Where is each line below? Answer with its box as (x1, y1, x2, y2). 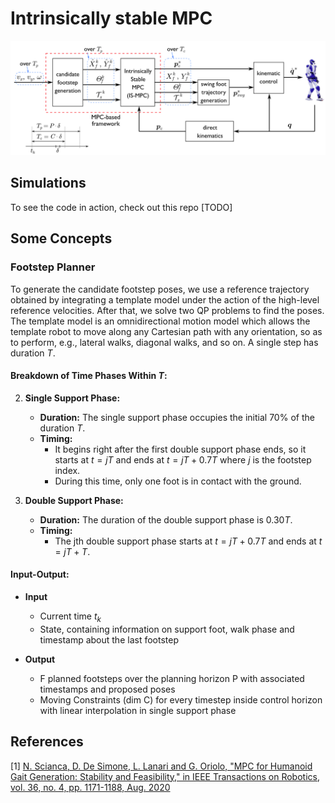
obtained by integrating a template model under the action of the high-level (10, 293, 320, 306)
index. (54, 464, 81, 476)
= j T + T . (54, 545, 91, 557)
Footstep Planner (10, 260, 96, 274)
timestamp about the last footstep (39, 633, 179, 646)
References (10, 733, 84, 751)
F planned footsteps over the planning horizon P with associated (39, 672, 305, 684)
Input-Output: (10, 568, 70, 581)
